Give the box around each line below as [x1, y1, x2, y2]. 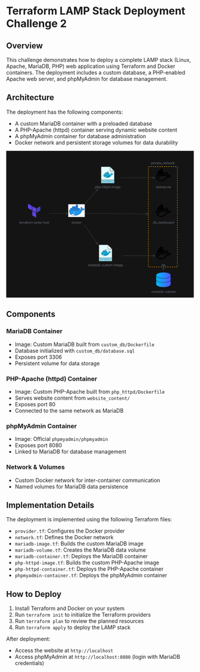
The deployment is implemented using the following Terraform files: [6, 516, 173, 523]
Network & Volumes [6, 463, 65, 471]
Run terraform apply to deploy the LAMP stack [14, 624, 131, 631]
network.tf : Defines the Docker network [14, 534, 114, 541]
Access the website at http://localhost [14, 647, 114, 654]
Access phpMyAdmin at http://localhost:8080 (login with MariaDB [14, 654, 180, 661]
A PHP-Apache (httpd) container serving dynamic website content [14, 126, 177, 133]
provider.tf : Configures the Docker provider [14, 527, 125, 534]
